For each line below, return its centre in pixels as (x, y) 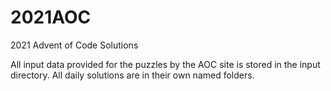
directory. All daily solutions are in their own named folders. (132, 75)
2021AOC (51, 17)
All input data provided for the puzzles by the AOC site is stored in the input (165, 64)
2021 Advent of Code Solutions (74, 45)
